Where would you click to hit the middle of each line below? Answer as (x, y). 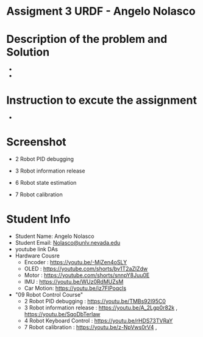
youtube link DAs (36, 249)
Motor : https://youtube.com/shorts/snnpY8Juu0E (87, 275)
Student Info (38, 219)
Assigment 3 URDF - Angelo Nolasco (101, 11)
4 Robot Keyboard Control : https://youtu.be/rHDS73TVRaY (98, 320)
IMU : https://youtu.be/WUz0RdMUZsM (74, 281)
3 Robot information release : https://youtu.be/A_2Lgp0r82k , (101, 308)
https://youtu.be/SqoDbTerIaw (62, 314)
